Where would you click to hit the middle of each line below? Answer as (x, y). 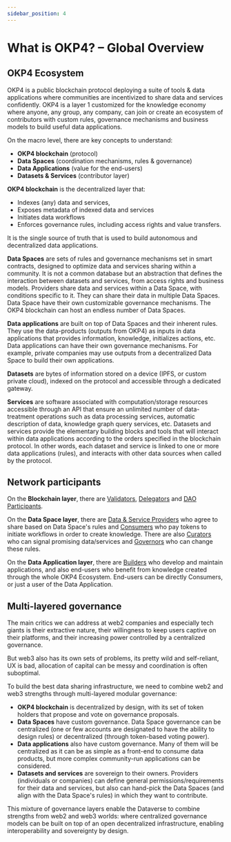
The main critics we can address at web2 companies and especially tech (110, 623)
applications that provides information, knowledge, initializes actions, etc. (111, 338)
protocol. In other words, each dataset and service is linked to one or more (113, 446)
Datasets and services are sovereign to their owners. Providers (108, 774)
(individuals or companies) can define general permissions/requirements (120, 781)
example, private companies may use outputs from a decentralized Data (109, 353)
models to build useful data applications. (65, 127)
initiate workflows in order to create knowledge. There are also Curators (109, 534)
